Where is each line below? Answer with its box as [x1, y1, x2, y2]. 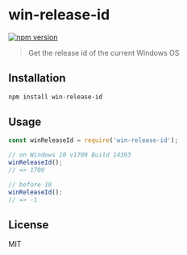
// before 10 [8, 180, 52, 189]
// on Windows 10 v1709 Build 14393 [8, 151, 131, 159]
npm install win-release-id [8, 93, 103, 101]
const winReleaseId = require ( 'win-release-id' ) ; [8, 136, 179, 144]
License [8, 218, 49, 232]
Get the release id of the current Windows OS [27, 48, 180, 57]
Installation [8, 71, 66, 86]
